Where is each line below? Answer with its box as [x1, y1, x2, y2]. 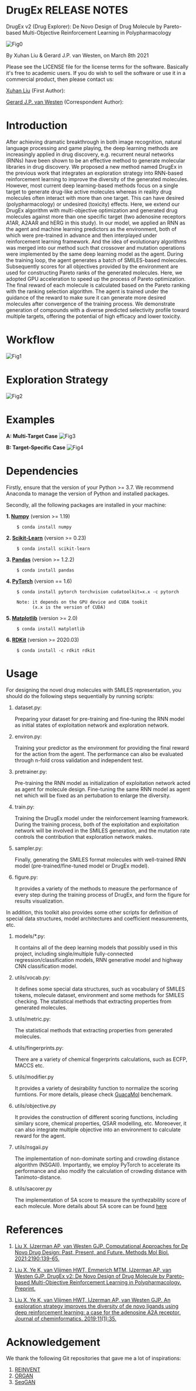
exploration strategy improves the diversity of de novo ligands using [14, 1302, 179, 1310]
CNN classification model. [14, 963, 78, 970]
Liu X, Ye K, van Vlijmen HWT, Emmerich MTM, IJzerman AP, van [14, 1266, 171, 1273]
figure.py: [14, 873, 38, 880]
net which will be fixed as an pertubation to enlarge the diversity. [14, 792, 171, 799]
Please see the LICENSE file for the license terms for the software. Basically [6, 63, 189, 70]
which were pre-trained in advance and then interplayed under [6, 232, 157, 239]
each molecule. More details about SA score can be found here [14, 1202, 167, 1209]
